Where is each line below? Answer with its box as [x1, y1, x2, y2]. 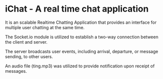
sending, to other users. [5, 53, 53, 59]
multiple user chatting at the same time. [5, 24, 85, 30]
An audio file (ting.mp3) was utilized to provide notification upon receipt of [5, 63, 155, 69]
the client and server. [5, 39, 48, 45]
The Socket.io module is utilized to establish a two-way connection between [5, 34, 159, 40]
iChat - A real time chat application [5, 3, 149, 15]
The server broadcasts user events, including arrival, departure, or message [5, 48, 159, 54]
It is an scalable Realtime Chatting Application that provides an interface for [5, 19, 157, 25]
